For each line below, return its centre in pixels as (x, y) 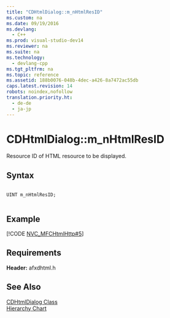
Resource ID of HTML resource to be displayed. (67, 156)
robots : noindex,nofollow (39, 92)
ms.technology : (26, 58)
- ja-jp (22, 109)
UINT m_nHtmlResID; (31, 195)
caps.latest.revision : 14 (39, 86)
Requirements (34, 253)
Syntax (20, 175)
